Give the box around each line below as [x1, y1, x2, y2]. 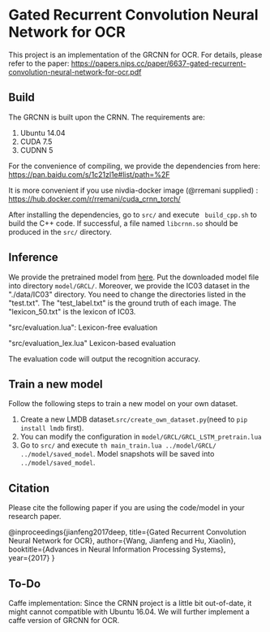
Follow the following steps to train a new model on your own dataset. [8, 399, 238, 409]
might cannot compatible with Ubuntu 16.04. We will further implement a [8, 607, 250, 617]
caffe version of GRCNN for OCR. [8, 616, 120, 625]
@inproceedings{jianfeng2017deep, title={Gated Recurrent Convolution [8, 527, 246, 537]
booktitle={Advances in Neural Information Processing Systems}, [8, 544, 226, 554]
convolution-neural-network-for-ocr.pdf [8, 67, 142, 76]
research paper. [8, 512, 62, 522]
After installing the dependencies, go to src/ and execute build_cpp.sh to [8, 210, 258, 219]
